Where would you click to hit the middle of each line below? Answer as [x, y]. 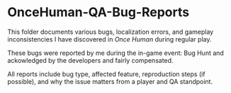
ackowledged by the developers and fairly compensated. [90, 60]
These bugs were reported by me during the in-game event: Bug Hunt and [116, 53]
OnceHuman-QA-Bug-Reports [98, 12]
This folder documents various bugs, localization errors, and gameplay [111, 32]
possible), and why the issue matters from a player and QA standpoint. [110, 81]
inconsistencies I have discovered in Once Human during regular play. [109, 39]
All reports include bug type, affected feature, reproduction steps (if [106, 74]
